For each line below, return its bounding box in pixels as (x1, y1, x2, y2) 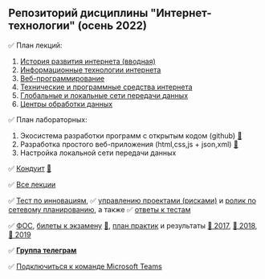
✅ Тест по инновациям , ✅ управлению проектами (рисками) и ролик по (8, 195, 257, 205)
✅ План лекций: (8, 40, 63, 50)
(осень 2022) (77, 19, 147, 33)
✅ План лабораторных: (8, 114, 88, 124)
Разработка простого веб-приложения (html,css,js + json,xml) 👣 (19, 139, 238, 149)
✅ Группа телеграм (8, 245, 77, 255)
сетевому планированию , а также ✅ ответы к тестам (8, 204, 191, 214)
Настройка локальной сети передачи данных (19, 148, 177, 158)
